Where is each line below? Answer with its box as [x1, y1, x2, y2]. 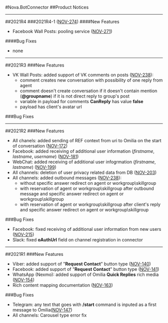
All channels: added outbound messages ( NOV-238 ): [12, 175, 121, 181]
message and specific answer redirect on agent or [19, 191, 124, 197]
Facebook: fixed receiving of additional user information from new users [12, 226, 161, 232]
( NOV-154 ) [12, 277, 35, 282]
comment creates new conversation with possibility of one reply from [19, 77, 163, 83]
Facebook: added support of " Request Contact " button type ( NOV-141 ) [12, 266, 159, 272]
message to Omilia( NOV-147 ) [12, 307, 72, 312]
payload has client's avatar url [19, 104, 82, 110]
